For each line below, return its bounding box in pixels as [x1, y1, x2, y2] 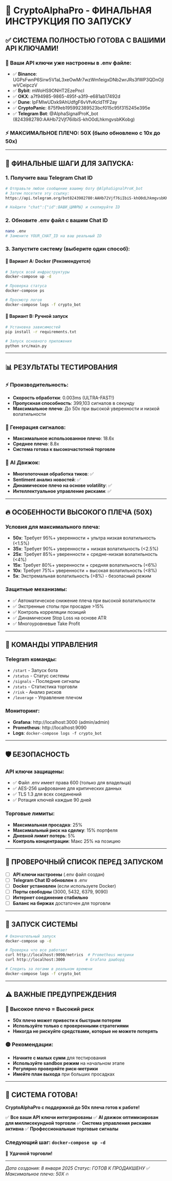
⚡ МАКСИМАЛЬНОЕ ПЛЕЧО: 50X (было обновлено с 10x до [5, 129, 160, 136]
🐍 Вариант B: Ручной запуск [5, 313, 68, 319]
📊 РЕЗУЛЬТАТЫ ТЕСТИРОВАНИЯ [5, 363, 118, 372]
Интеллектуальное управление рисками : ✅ [12, 488, 112, 494]
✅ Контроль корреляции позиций [12, 609, 86, 615]
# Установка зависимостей [5, 325, 60, 330]
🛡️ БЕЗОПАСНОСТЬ [5, 750, 70, 759]
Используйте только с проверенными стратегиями [12, 1022, 129, 1028]
